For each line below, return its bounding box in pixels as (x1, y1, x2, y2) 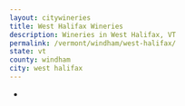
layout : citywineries (9, 13, 92, 23)
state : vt (9, 47, 47, 56)
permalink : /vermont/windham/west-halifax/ (9, 38, 177, 48)
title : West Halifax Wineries (9, 22, 124, 31)
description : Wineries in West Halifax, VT (9, 30, 177, 39)
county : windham (9, 55, 71, 64)
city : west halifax (9, 64, 83, 73)
